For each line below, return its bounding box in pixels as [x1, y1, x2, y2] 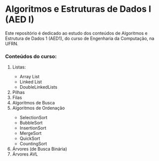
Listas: [12, 64, 26, 70]
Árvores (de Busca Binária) [12, 146, 68, 152]
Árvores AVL [12, 151, 38, 157]
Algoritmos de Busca [12, 100, 55, 106]
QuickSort [19, 135, 40, 141]
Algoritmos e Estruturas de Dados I [5, 3, 152, 15]
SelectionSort [19, 115, 48, 121]
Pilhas [12, 90, 25, 96]
